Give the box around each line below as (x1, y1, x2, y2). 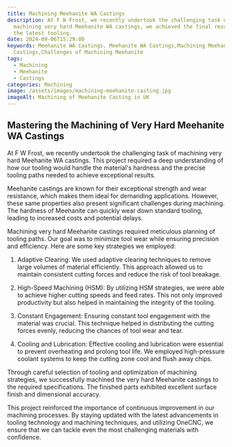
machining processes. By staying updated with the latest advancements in (7, 410, 219, 419)
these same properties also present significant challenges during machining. (7, 199, 225, 207)
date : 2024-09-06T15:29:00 (7, 36, 85, 43)
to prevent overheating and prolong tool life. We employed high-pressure (17, 347, 225, 356)
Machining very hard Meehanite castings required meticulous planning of (7, 227, 215, 236)
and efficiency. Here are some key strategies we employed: (7, 242, 176, 250)
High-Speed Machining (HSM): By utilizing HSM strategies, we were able (17, 283, 225, 292)
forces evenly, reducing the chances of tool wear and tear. (17, 326, 184, 335)
